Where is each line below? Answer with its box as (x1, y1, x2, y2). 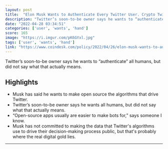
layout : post (5, 7, 32, 12)
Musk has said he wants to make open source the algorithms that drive (12, 91, 158, 97)
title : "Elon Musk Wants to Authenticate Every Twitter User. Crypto (5, 12, 155, 17)
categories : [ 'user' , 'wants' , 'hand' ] (5, 26, 88, 31)
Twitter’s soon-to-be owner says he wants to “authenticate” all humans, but (5, 58, 161, 64)
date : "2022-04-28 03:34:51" (5, 21, 66, 26)
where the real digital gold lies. (12, 133, 76, 140)
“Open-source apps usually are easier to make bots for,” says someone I (12, 112, 162, 118)
